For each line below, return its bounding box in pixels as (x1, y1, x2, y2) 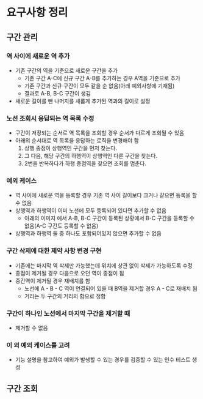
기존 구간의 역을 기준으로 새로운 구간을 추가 (15, 67, 118, 74)
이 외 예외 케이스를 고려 (6, 341, 70, 349)
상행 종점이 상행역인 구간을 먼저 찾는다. (24, 144, 118, 152)
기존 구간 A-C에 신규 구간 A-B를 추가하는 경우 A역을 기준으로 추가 (24, 74, 181, 81)
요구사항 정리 (6, 6, 68, 20)
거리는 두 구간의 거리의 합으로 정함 (24, 292, 106, 300)
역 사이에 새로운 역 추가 (6, 51, 70, 60)
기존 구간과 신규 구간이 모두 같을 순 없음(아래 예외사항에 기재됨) (24, 82, 175, 89)
